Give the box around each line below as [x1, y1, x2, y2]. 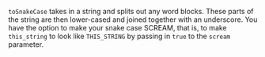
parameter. [8, 40, 44, 49]
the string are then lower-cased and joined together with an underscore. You [8, 15, 258, 24]
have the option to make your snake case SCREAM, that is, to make [8, 23, 227, 32]
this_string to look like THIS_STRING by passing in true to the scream [8, 31, 231, 41]
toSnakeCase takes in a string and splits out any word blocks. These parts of [8, 7, 255, 16]
